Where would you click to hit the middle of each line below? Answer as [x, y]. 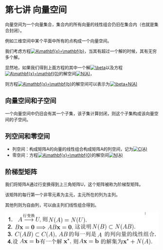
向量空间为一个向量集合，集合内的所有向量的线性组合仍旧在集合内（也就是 [80, 24]
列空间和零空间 [27, 136]
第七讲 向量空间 [36, 10]
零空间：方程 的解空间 [60, 155]
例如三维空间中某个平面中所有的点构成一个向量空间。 [58, 41]
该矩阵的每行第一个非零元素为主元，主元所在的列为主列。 [63, 195]
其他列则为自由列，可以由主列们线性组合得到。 [52, 205]
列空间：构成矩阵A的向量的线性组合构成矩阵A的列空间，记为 [73, 149]
